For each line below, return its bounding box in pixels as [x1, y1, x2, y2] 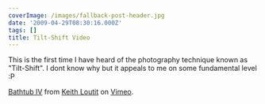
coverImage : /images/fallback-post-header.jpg [8, 11, 165, 20]
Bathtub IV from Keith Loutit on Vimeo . [8, 87, 134, 97]
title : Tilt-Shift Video [8, 33, 90, 42]
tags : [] [8, 26, 37, 34]
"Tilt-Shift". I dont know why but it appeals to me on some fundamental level [8, 64, 258, 73]
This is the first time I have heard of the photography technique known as [8, 55, 248, 65]
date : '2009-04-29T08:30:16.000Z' [8, 19, 123, 27]
